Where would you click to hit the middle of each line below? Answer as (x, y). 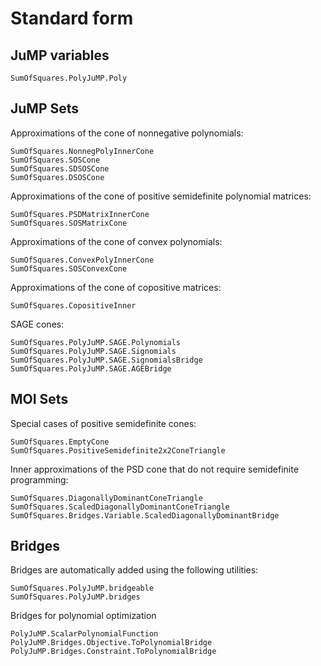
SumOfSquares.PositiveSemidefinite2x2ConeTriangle (118, 450)
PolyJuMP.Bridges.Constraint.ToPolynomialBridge (113, 652)
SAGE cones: (37, 324)
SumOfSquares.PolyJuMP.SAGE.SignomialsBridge (106, 360)
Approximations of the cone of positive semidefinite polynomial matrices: (161, 196)
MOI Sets (39, 399)
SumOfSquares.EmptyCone (60, 442)
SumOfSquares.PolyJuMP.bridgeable (82, 588)
